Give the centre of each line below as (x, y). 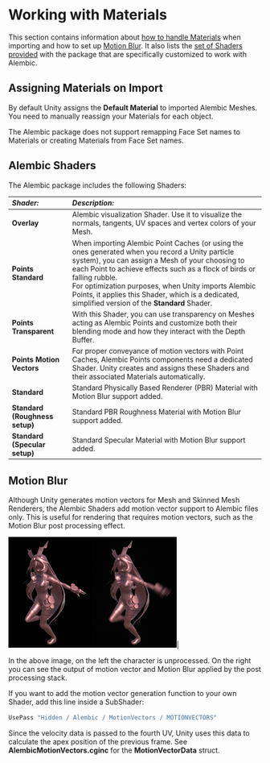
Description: (93, 203)
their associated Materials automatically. (139, 377)
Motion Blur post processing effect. (67, 526)
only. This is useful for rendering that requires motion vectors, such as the (131, 517)
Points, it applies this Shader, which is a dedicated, (155, 294)
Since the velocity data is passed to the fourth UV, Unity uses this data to (129, 733)
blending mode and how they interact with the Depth (159, 331)
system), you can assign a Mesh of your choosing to (158, 260)
